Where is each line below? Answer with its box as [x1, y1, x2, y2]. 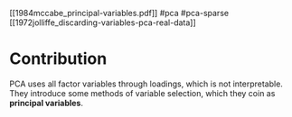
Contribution [9, 49, 108, 69]
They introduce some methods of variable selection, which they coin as [9, 87, 276, 98]
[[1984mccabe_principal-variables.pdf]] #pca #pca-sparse [9, 8, 229, 18]
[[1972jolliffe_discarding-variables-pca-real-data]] [9, 17, 196, 28]
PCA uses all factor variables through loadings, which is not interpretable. [9, 78, 283, 89]
